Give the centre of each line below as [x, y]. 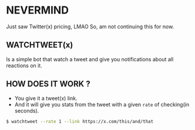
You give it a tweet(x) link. [46, 98]
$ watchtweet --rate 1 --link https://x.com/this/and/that [80, 121]
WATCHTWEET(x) [40, 45]
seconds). [27, 111]
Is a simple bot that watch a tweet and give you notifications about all [90, 59]
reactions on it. [24, 65]
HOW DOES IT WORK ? [48, 84]
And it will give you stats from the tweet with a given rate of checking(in [102, 104]
